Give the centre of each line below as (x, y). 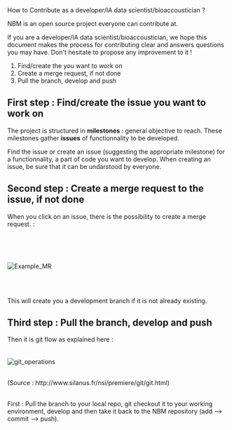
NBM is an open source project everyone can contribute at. (93, 23)
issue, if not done (46, 200)
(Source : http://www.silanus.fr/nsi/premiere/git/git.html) (89, 383)
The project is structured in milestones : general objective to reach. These (115, 130)
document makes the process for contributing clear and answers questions (116, 45)
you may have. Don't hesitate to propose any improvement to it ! (100, 52)
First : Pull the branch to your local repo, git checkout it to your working (110, 404)
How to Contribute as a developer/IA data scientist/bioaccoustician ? (106, 10)
